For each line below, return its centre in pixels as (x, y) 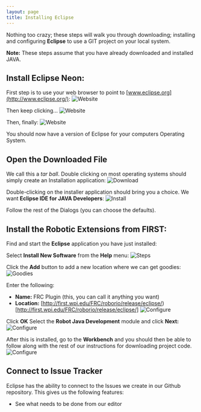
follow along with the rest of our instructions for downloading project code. (99, 346)
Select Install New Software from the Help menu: (68, 255)
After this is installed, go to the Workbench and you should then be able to (99, 339)
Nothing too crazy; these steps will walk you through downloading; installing (101, 34)
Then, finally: (23, 122)
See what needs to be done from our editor (68, 404)
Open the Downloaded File (57, 160)
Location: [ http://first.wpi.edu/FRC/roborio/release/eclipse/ (88, 303)
